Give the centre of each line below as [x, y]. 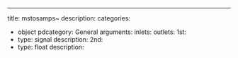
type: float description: [51, 47]
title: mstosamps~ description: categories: [69, 18]
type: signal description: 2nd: [60, 39]
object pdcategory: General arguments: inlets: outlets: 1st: [102, 32]
